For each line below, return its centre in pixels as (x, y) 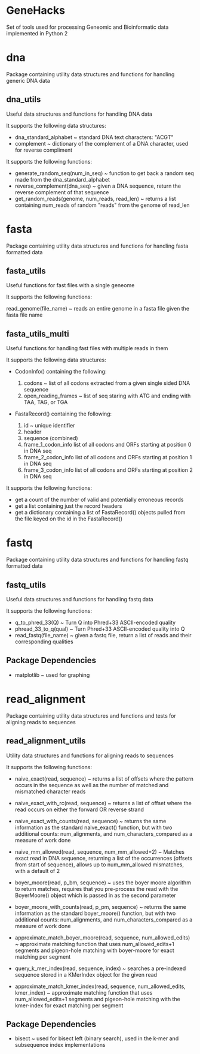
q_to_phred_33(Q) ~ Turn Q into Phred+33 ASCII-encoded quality (95, 622)
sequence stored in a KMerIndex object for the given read (86, 974)
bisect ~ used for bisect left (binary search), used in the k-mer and (97, 1038)
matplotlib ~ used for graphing (52, 674)
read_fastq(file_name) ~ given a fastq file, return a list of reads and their (103, 635)
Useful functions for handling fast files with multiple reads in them (87, 348)
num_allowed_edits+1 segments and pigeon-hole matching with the (97, 999)
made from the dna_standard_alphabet (62, 179)
